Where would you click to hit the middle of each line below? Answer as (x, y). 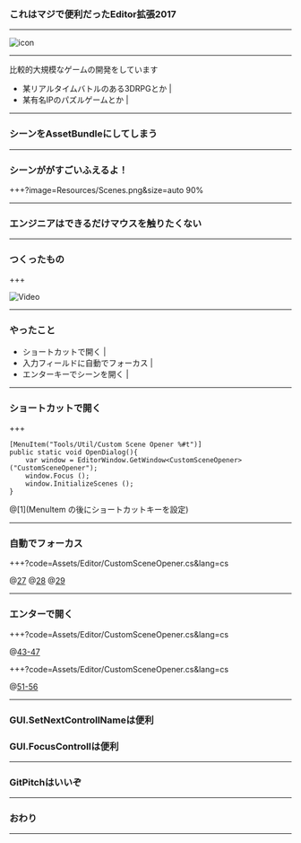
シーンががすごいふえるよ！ (69, 170)
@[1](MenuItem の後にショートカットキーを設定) (99, 510)
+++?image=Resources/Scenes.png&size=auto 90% (107, 189)
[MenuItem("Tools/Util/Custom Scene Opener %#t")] (106, 445)
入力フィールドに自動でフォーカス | (88, 363)
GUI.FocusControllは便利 (64, 746)
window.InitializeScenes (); (80, 484)
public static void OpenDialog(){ (74, 452)
